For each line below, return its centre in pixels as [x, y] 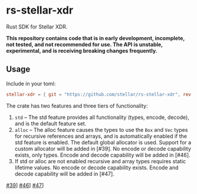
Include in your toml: [31, 83]
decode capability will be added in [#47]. [65, 174]
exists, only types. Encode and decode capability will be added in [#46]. [102, 155]
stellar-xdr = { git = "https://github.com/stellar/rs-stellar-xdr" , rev [99, 94]
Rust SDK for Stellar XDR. [37, 27]
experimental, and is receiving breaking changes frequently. [82, 50]
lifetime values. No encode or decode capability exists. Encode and [96, 167]
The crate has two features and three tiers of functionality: [77, 106]
